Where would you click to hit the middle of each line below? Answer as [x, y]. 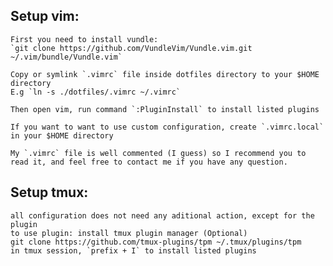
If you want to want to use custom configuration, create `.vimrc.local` [167, 127]
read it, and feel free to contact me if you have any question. [149, 162]
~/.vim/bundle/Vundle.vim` [66, 57]
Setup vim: [45, 16]
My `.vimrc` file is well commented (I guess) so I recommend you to [158, 153]
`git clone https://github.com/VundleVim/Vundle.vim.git [131, 48]
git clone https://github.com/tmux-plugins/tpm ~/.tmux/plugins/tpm [156, 242]
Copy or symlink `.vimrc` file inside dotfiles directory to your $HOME [165, 74]
